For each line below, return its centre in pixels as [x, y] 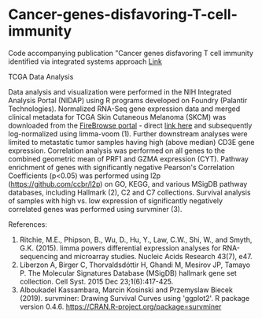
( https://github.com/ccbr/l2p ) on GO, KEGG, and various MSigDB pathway [128, 184]
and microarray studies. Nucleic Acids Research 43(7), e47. [156, 256]
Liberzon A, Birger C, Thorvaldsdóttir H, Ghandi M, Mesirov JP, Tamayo [135, 265]
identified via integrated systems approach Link [85, 61]
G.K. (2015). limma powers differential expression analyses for [120, 248]
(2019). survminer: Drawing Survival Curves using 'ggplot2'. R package [135, 298]
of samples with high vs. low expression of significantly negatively [115, 200]
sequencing [39, 256]
